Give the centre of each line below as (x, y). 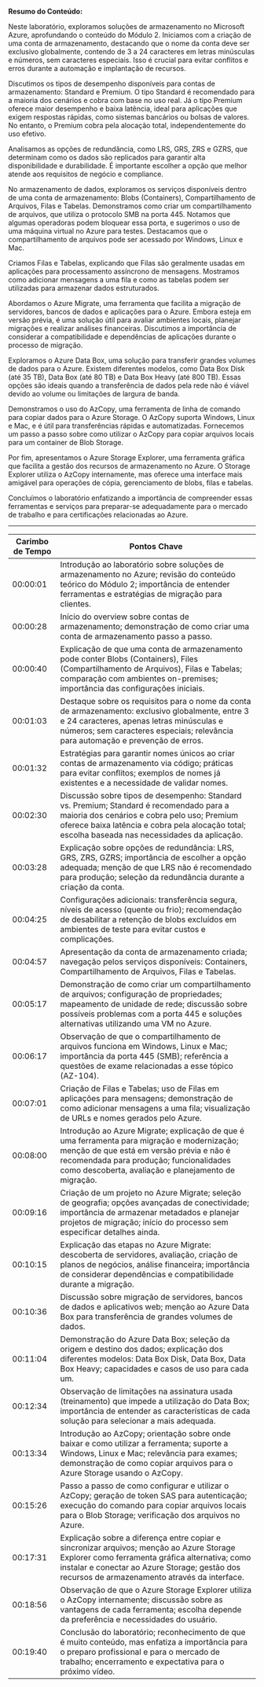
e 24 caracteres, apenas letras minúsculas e (142, 721)
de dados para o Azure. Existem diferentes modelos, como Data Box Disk (126, 368)
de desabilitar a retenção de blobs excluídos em (148, 919)
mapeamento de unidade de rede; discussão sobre (154, 1004)
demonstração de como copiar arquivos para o (147, 1463)
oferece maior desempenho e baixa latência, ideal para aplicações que (123, 109)
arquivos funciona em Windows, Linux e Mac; (144, 1046)
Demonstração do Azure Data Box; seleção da (145, 1339)
